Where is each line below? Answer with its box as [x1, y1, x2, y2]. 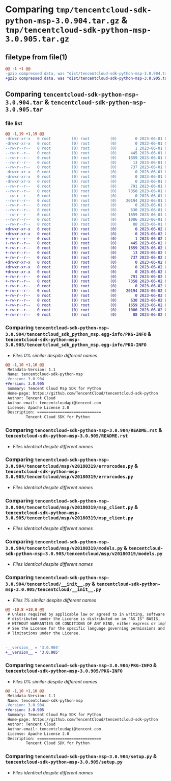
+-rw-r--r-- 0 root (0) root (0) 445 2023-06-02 [5, 241, 163, 246]
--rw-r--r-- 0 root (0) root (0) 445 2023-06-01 [5, 150, 163, 155]
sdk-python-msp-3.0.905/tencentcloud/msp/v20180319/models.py [5, 551, 163, 557]
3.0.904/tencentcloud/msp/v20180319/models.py [5, 545, 123, 552]
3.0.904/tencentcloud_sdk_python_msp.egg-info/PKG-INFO [5, 331, 147, 337]
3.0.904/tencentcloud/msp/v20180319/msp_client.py [5, 504, 133, 510]
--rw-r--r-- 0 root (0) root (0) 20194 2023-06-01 [5, 198, 163, 203]
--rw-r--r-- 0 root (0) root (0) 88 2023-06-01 [5, 221, 163, 227]
